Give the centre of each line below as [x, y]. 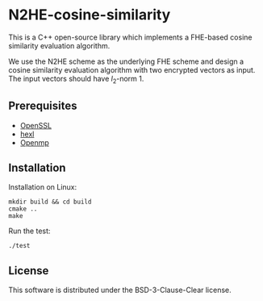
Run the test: [29, 231]
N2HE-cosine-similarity [90, 15]
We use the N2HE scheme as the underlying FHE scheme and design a [126, 61]
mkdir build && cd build [50, 202]
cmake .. [23, 209]
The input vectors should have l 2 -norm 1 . [76, 79]
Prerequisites [43, 106]
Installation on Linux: [43, 187]
